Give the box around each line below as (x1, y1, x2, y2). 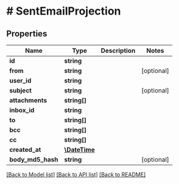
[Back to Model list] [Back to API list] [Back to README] (6, 171, 146, 178)
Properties (6, 29, 47, 39)
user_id (9, 77, 32, 84)
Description (100, 47, 136, 55)
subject (9, 86, 32, 95)
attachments (9, 96, 47, 104)
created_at (9, 146, 41, 154)
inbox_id (9, 106, 35, 114)
